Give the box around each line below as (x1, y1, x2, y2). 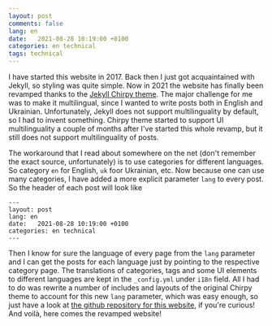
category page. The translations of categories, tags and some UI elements (8, 266, 257, 275)
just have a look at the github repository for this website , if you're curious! (8, 300, 256, 310)
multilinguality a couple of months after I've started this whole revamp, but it (8, 124, 263, 133)
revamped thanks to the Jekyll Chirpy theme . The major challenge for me (8, 89, 253, 98)
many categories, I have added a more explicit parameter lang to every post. (8, 174, 264, 184)
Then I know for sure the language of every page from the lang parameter (8, 249, 256, 258)
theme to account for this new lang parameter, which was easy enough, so (8, 292, 258, 301)
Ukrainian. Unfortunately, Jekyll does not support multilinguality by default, (8, 106, 259, 116)
